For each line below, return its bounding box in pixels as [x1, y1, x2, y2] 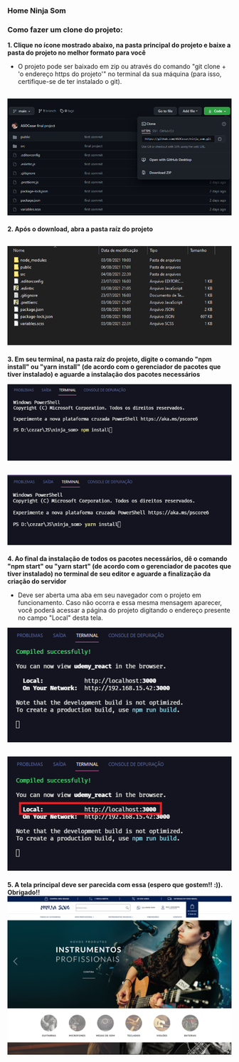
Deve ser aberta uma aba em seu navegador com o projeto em [17, 591, 201, 599]
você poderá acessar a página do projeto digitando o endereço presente [17, 606, 231, 615]
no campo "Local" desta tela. [17, 613, 103, 622]
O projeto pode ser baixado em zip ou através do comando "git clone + [17, 63, 226, 71]
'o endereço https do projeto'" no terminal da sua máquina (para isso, [17, 70, 222, 78]
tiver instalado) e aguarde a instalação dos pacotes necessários [7, 370, 201, 378]
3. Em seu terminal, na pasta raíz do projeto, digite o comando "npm [7, 355, 212, 363]
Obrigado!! [7, 888, 41, 896]
